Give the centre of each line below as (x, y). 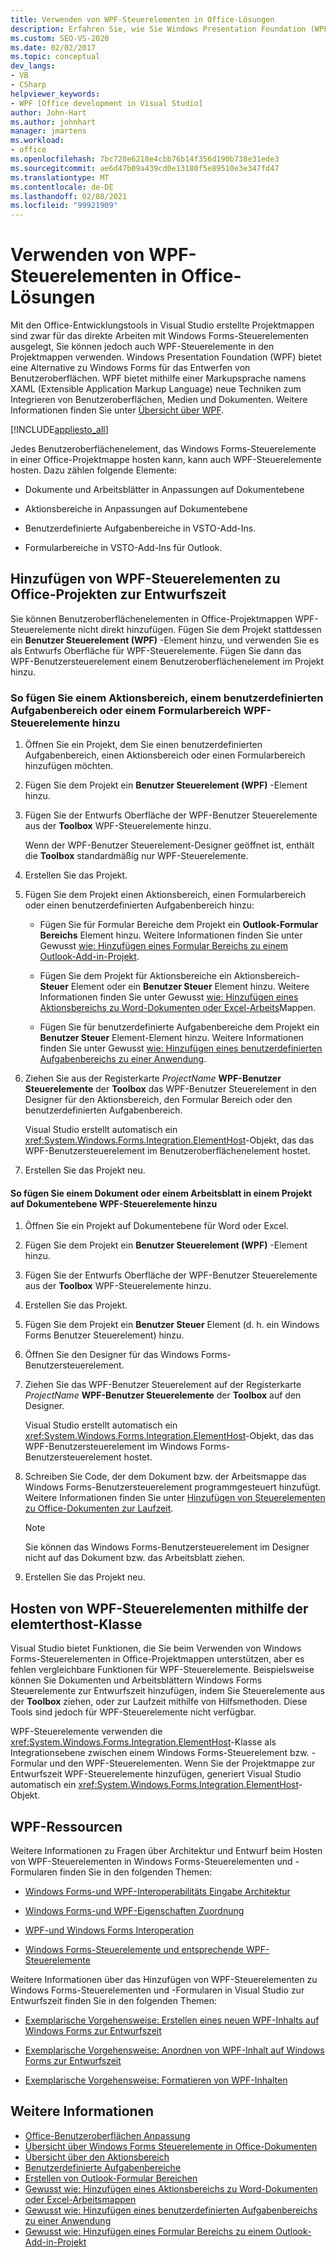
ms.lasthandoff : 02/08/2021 (69, 196)
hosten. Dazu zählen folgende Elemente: (94, 470)
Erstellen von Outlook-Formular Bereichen (111, 2178)
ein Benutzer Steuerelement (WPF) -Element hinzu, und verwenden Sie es (165, 640)
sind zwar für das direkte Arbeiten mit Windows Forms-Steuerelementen (159, 336)
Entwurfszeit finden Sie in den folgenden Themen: (114, 2000)
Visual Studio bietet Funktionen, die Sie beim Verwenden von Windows (156, 1648)
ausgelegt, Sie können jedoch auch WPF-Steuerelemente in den (142, 347)
